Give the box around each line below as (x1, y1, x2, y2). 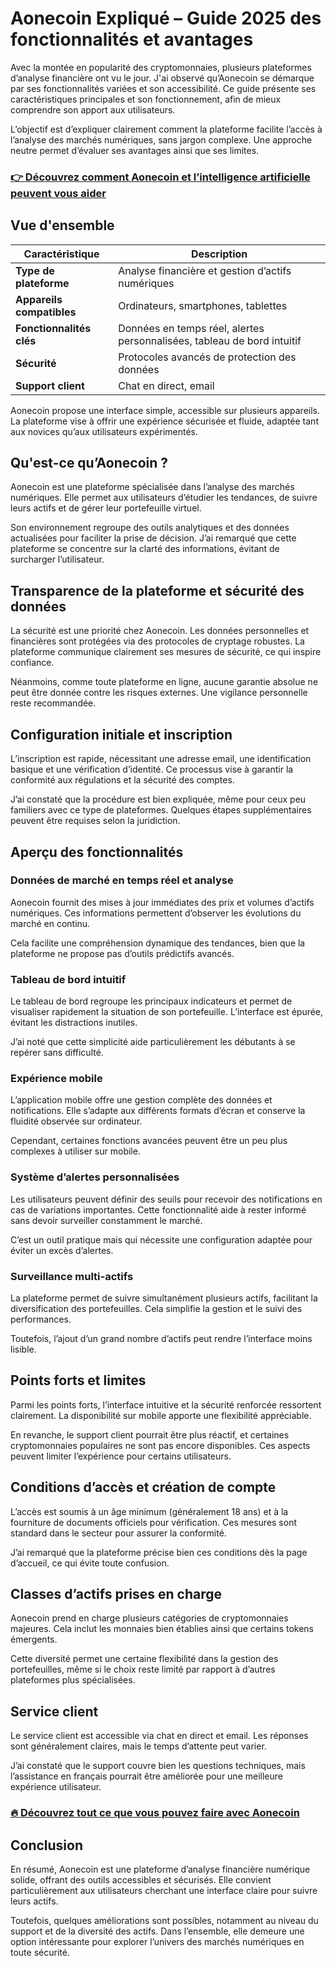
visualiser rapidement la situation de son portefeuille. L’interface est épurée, (10, 1006, 324, 1018)
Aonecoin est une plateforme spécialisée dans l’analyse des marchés (10, 481, 295, 493)
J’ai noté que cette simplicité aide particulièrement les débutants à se (10, 1036, 296, 1048)
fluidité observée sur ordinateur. (10, 1115, 143, 1127)
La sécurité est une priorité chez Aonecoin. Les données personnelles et (10, 625, 310, 637)
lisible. (10, 1343, 37, 1355)
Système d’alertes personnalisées (10, 1170, 180, 1184)
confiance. (10, 657, 55, 669)
